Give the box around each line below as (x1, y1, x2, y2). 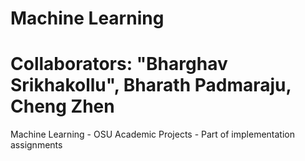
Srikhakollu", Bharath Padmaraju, (10, 74, 292, 97)
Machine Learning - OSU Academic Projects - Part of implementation (10, 128, 295, 141)
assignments (10, 139, 63, 151)
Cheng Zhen (10, 95, 115, 118)
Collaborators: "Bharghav (10, 53, 228, 76)
